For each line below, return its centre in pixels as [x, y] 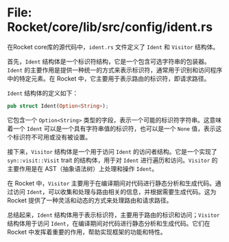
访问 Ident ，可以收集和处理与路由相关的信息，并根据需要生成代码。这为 [114, 191]
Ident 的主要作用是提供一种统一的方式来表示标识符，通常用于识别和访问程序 [115, 70]
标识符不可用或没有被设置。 [52, 137]
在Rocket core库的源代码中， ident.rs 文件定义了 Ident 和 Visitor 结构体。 [113, 46]
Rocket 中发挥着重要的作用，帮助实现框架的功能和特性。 [87, 232]
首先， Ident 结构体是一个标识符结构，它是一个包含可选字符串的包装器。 [109, 61]
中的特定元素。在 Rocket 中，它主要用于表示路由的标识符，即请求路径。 [109, 78]
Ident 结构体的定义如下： [43, 93]
